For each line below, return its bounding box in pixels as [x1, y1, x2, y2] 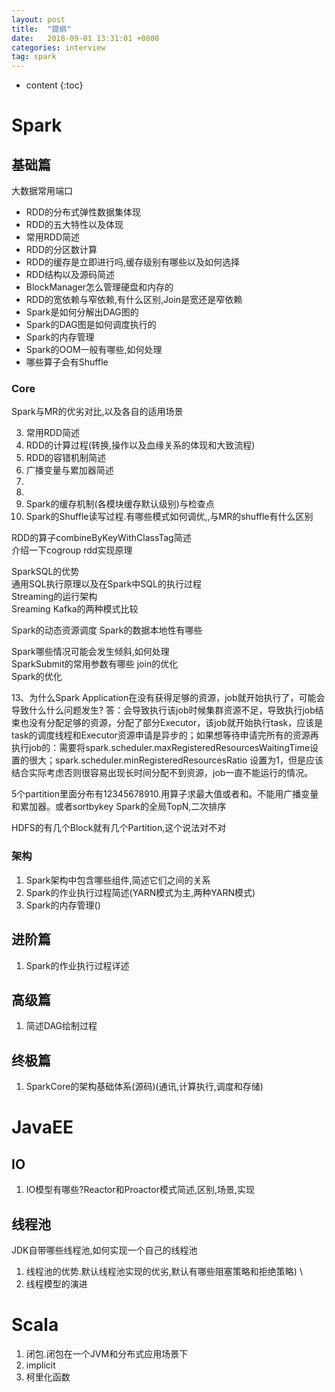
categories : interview [11, 42, 106, 53]
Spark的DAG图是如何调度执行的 [25, 319, 157, 331]
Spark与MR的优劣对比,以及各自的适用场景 [11, 406, 184, 418]
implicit [25, 1359, 56, 1371]
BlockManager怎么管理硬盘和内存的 [25, 281, 174, 293]
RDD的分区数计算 [25, 244, 98, 256]
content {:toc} [25, 79, 84, 91]
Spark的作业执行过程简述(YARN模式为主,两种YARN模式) [25, 886, 256, 898]
